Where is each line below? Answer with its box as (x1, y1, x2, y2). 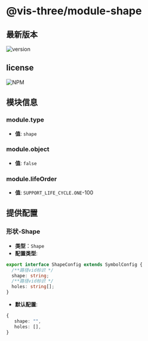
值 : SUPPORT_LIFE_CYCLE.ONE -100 (14, 189, 94, 196)
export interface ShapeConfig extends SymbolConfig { (6, 261, 143, 268)
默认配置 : (14, 301, 38, 308)
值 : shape (14, 130, 37, 137)
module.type (6, 116, 45, 124)
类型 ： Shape (14, 242, 45, 249)
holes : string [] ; (11, 284, 55, 290)
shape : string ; (11, 272, 50, 278)
